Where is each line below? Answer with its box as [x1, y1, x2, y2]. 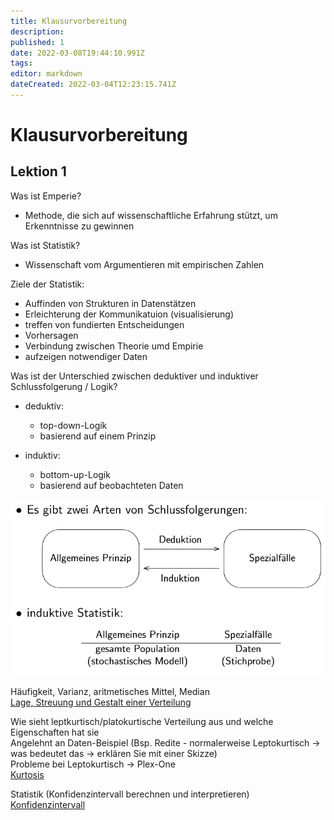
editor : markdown [10, 69, 83, 79]
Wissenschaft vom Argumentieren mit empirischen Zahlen [24, 258, 265, 270]
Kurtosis [10, 768, 45, 780]
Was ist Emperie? [10, 190, 82, 202]
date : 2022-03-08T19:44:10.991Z [10, 48, 145, 58]
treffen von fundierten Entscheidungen [24, 318, 185, 330]
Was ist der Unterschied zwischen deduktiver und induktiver [10, 370, 259, 382]
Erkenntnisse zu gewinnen [24, 220, 135, 232]
